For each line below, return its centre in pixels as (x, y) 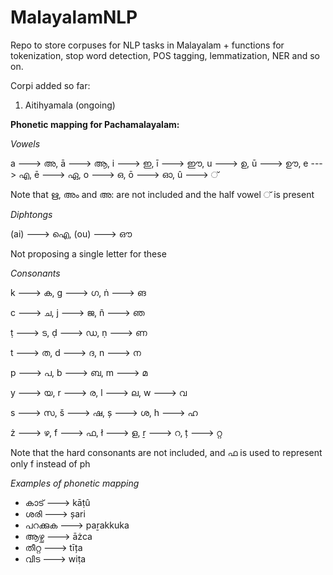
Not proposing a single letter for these (88, 253)
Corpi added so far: (50, 85)
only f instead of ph (50, 463)
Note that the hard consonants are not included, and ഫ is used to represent (166, 452)
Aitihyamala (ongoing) (70, 105)
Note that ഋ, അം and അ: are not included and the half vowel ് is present (162, 194)
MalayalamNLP (74, 17)
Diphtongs (31, 214)
